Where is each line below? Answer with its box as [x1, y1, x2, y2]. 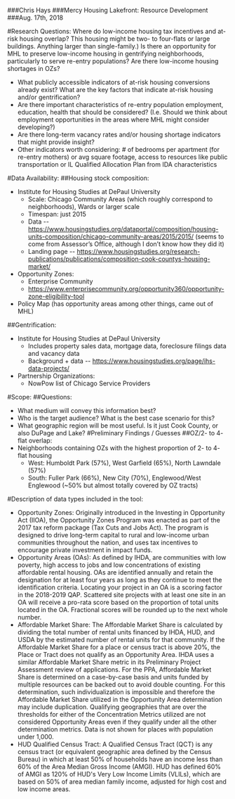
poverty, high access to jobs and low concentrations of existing [17, 561, 201, 569]
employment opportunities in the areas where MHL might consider [17, 115, 210, 124]
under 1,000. [17, 733, 54, 741]
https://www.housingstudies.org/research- [76, 248, 201, 255]
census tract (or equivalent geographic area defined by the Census [17, 748, 212, 755]
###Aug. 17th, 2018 [7, 13, 64, 22]
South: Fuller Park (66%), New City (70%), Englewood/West [27, 474, 201, 482]
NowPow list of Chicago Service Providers [27, 379, 151, 388]
